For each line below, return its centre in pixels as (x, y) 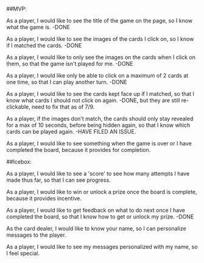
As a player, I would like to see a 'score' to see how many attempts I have (98, 174)
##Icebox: (19, 162)
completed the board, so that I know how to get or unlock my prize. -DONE (100, 217)
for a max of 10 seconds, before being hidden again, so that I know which (98, 125)
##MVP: (17, 9)
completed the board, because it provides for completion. (79, 150)
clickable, (18, 107)
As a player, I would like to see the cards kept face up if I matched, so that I (100, 94)
